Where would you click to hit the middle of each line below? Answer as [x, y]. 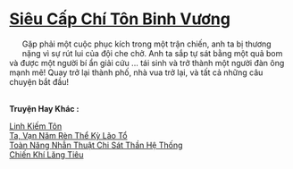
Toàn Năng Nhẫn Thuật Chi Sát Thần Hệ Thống [96, 145]
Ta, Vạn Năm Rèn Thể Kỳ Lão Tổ [68, 135]
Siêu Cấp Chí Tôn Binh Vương [120, 19]
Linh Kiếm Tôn [36, 126]
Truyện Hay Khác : [44, 108]
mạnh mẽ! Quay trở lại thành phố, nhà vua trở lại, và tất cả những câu [136, 72]
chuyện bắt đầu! [39, 81]
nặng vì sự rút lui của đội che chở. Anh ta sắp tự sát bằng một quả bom [152, 53]
